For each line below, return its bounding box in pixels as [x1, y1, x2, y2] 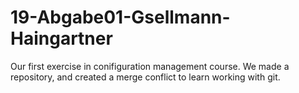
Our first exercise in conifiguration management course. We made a [10, 60, 290, 72]
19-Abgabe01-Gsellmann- [10, 6, 231, 29]
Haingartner [10, 27, 113, 50]
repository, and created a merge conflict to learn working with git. [10, 71, 281, 83]
